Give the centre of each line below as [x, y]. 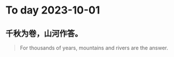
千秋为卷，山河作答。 [44, 33]
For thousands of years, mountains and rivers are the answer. [94, 48]
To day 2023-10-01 [53, 10]
